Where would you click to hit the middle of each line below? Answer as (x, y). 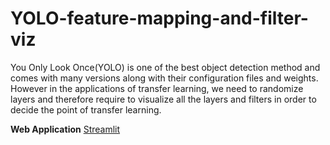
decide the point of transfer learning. (86, 109)
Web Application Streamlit (65, 129)
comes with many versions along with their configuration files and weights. (164, 78)
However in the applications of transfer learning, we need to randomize (157, 88)
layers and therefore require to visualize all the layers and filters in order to (163, 99)
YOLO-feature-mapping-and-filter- (159, 18)
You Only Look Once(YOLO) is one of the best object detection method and (165, 67)
